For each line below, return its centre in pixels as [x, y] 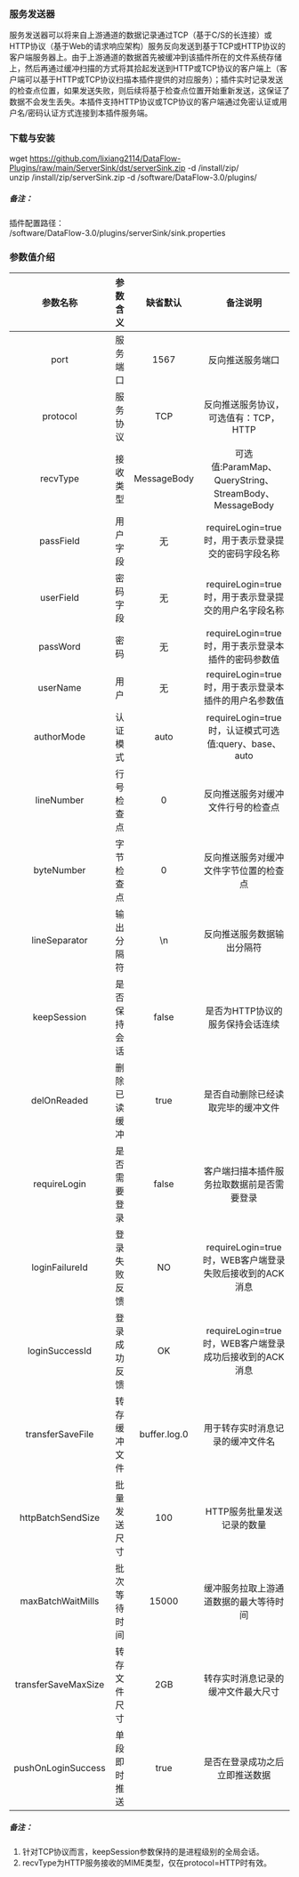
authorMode [60, 736]
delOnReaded [60, 1100]
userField [60, 597]
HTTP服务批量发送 [244, 1511]
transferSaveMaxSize [60, 1684]
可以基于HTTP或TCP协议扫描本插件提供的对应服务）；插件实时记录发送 [154, 80]
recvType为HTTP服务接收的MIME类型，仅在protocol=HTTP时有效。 [147, 1863]
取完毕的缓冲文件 [244, 1107]
